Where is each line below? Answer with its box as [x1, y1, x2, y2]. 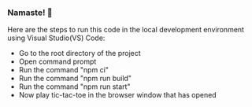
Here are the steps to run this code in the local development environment [7, 25, 245, 35]
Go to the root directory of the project [18, 49, 141, 58]
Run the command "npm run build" [18, 74, 132, 83]
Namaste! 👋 [7, 7, 53, 18]
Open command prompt [18, 57, 97, 66]
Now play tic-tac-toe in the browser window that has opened [18, 90, 217, 100]
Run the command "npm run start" [18, 82, 131, 91]
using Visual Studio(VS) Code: [7, 33, 106, 42]
